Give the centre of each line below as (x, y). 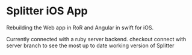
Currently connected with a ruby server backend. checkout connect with (96, 39)
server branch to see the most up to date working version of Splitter (90, 45)
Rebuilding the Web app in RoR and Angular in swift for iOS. (80, 27)
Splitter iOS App (47, 11)
